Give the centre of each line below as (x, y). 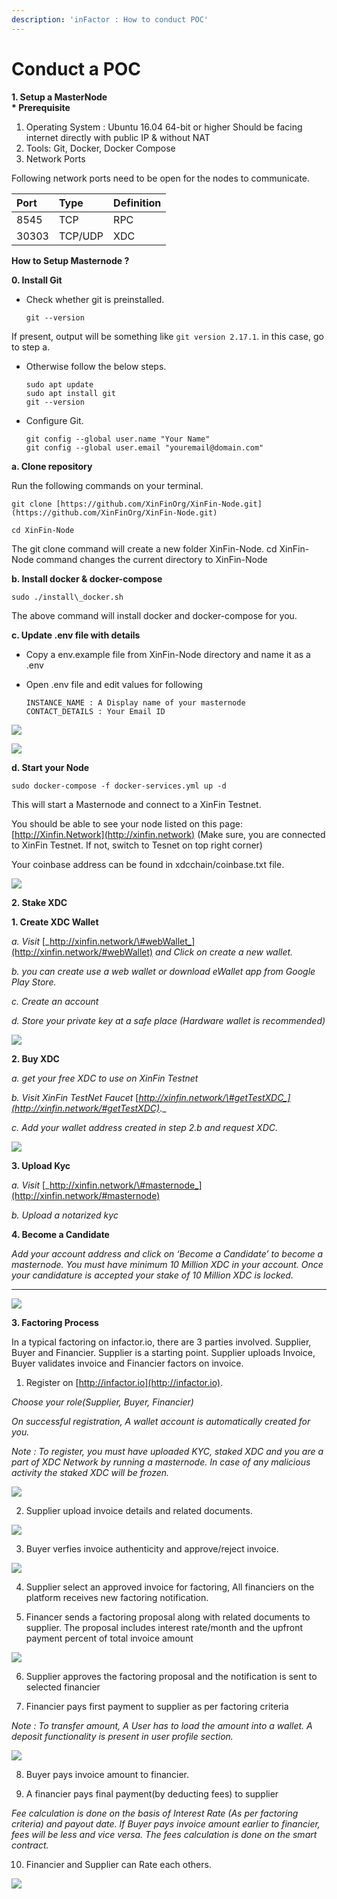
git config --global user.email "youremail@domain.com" (144, 447)
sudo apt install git (70, 393)
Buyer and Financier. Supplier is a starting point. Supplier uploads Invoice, (163, 1352)
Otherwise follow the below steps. (96, 366)
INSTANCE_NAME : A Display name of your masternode (135, 702)
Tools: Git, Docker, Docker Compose (100, 148)
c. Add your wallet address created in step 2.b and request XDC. (145, 1127)
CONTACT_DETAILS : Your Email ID (95, 711)
